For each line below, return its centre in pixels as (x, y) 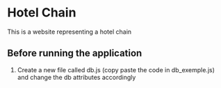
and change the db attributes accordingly (76, 77)
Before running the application (75, 53)
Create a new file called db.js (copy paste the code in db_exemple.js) (116, 69)
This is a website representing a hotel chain (69, 32)
